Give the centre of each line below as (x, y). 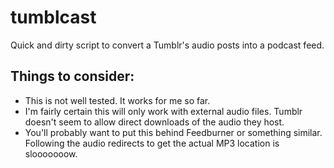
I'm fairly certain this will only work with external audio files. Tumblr (163, 111)
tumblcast (53, 17)
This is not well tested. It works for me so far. (117, 100)
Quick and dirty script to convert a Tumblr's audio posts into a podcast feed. (167, 45)
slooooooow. (51, 153)
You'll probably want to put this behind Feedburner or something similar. (173, 132)
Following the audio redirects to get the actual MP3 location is (152, 143)
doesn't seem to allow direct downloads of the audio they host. (154, 122)
